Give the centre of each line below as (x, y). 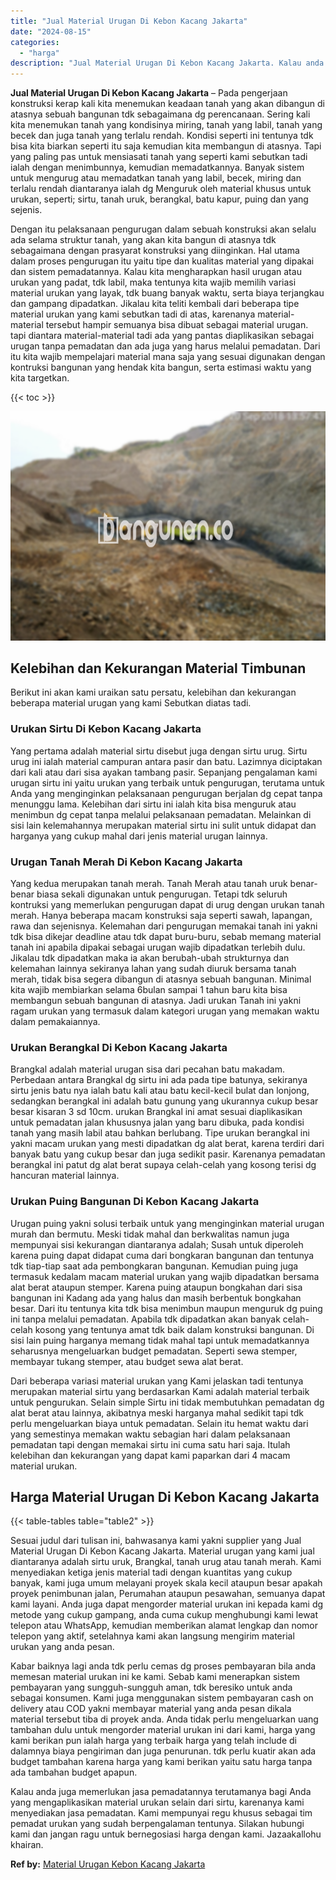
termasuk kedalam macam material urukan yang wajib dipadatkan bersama (165, 1276)
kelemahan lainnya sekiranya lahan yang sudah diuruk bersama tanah (153, 969)
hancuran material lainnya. (65, 1176)
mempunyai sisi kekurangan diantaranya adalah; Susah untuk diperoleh (157, 1244)
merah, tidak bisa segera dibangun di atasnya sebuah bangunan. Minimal (161, 979)
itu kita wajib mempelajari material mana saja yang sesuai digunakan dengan (168, 357)
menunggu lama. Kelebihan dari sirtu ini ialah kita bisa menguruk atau (153, 804)
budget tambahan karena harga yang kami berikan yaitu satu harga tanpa (161, 1762)
